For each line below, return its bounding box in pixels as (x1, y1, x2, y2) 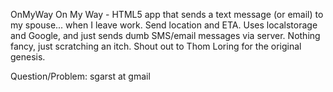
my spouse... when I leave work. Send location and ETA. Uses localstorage (10, 19, 318, 31)
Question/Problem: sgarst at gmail (10, 70, 151, 82)
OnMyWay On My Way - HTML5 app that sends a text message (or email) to (10, 9, 324, 20)
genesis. (10, 51, 46, 63)
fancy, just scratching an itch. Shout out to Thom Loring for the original (10, 40, 302, 52)
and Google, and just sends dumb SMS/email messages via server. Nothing (10, 30, 321, 41)
